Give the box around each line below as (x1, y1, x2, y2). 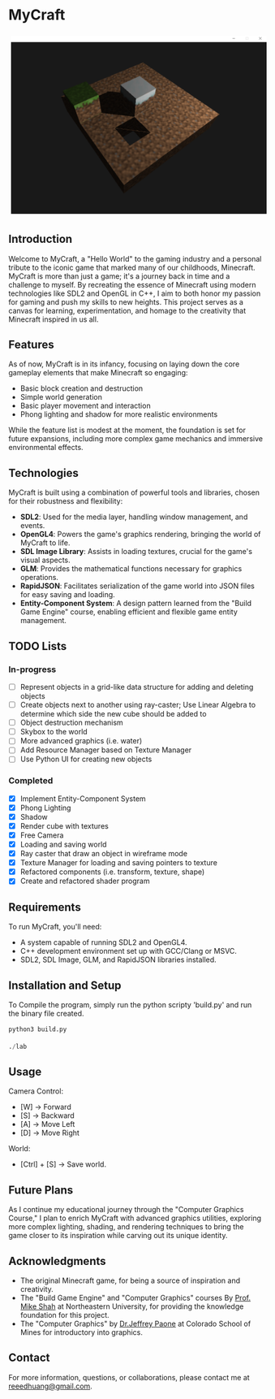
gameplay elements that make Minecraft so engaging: (8, 368, 188, 378)
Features (8, 338, 54, 352)
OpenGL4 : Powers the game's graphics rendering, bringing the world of (19, 530, 261, 539)
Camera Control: (8, 1086, 63, 1096)
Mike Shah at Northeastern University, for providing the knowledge (19, 1302, 244, 1311)
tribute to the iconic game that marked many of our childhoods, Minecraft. (8, 262, 256, 272)
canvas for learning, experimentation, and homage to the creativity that (8, 305, 247, 315)
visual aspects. (19, 555, 71, 565)
